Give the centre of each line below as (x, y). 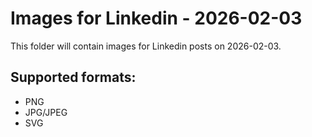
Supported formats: (73, 77)
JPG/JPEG (46, 112)
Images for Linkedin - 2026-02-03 (156, 18)
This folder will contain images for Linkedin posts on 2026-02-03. (146, 46)
